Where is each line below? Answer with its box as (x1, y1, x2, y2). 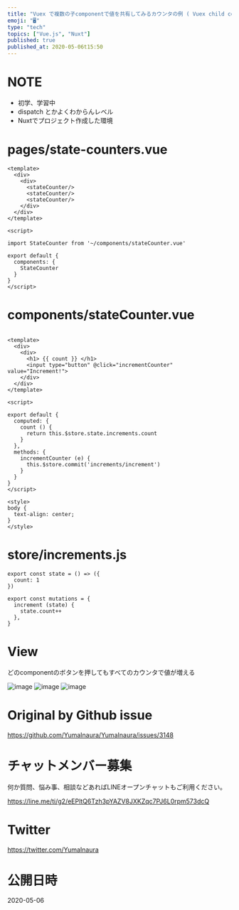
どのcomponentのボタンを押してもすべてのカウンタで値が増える (7, 668, 196, 676)
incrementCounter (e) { (20, 454, 91, 462)
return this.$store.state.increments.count (26, 429, 158, 437)
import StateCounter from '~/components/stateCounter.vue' (7, 240, 186, 247)
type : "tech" (7, 23, 46, 31)
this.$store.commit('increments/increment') (26, 461, 161, 468)
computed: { (14, 417, 50, 424)
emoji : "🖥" (7, 17, 41, 24)
